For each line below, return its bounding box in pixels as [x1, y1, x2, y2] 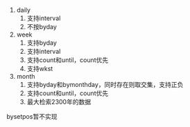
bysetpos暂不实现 [6, 113, 58, 120]
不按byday [26, 23, 57, 30]
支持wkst [26, 65, 53, 72]
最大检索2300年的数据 [26, 98, 92, 106]
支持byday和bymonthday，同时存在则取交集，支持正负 [26, 81, 184, 88]
